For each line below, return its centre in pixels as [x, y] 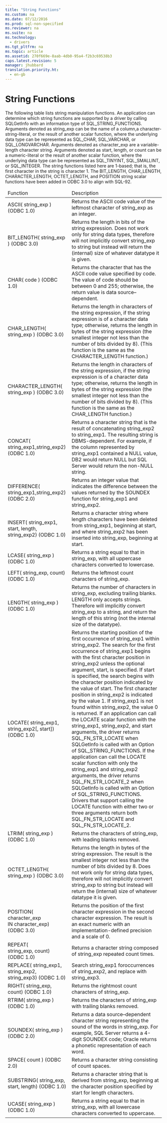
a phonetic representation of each [111, 1045]
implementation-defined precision [112, 930]
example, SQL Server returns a [107, 1033]
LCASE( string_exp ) [31, 555]
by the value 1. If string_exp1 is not [112, 701]
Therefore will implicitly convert [108, 606]
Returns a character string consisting [115, 1059]
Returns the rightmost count [104, 986]
